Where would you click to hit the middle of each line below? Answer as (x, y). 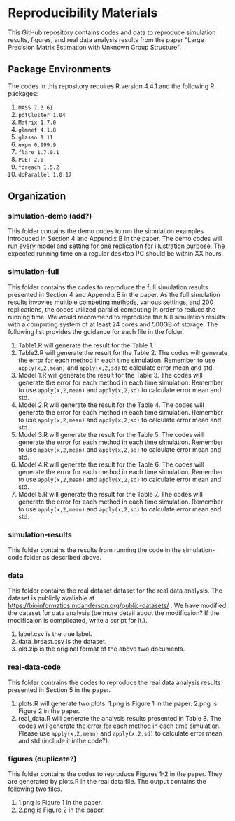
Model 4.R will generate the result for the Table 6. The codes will (111, 464)
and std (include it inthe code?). (64, 740)
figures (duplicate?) (42, 759)
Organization (37, 196)
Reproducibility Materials (83, 13)
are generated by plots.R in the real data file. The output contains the (107, 781)
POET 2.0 (31, 160)
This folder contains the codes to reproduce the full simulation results (108, 287)
